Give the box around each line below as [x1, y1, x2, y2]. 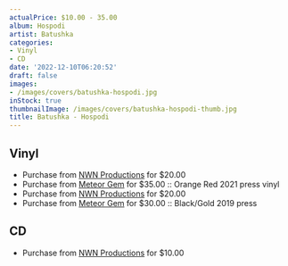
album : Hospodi [9, 21, 66, 30]
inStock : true [9, 96, 62, 105]
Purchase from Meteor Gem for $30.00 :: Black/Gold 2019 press [21, 197, 258, 208]
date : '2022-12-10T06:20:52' [9, 63, 118, 72]
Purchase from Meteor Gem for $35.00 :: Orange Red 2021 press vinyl [21, 179, 280, 189]
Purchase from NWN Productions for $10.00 [21, 247, 185, 258]
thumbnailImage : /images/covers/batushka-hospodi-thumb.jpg [9, 104, 238, 113]
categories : [9, 37, 53, 47]
